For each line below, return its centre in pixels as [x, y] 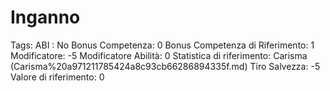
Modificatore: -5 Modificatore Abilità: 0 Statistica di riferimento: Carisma [159, 55]
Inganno [45, 17]
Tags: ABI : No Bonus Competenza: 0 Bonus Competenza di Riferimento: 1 [162, 45]
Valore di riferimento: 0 [57, 77]
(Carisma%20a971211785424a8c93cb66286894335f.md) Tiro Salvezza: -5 [165, 66]
